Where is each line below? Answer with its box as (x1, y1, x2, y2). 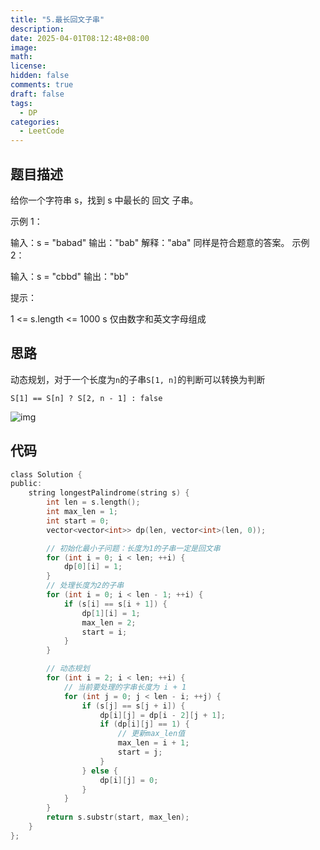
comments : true (10, 80, 74, 90)
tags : (10, 98, 33, 108)
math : (10, 52, 33, 62)
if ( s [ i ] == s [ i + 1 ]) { (63, 599, 168, 609)
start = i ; (81, 627, 128, 637)
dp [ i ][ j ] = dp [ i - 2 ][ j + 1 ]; (99, 710, 226, 720)
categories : (10, 117, 60, 127)
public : (10, 479, 43, 489)
